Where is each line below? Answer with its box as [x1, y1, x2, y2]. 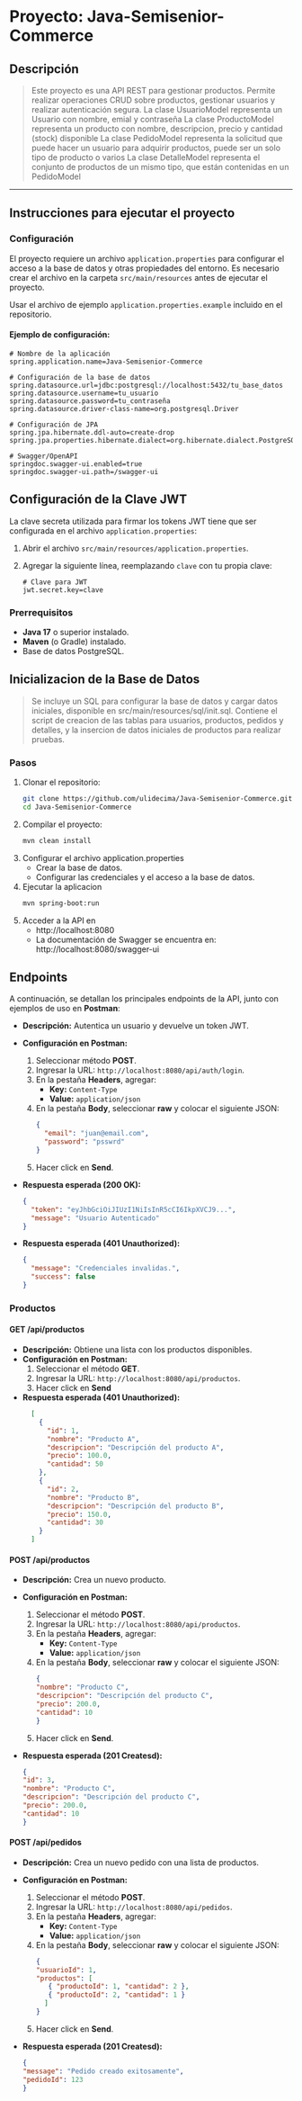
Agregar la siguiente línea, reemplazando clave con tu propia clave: [22, 560, 272, 570]
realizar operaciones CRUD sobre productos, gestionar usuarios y [31, 94, 276, 105]
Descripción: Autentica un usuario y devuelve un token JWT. [22, 1020, 249, 1031]
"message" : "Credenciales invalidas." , [31, 1264, 181, 1273]
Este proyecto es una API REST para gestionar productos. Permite [31, 85, 276, 95]
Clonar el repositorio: [22, 777, 101, 788]
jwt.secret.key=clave [22, 585, 103, 595]
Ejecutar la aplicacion [22, 881, 102, 892]
